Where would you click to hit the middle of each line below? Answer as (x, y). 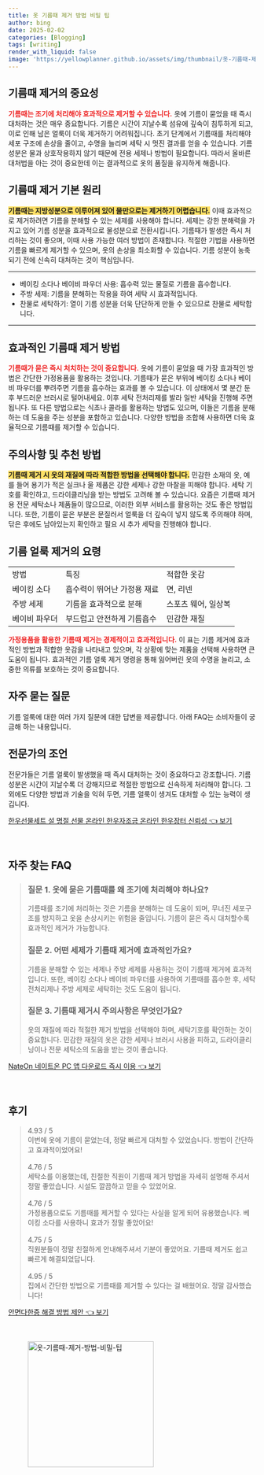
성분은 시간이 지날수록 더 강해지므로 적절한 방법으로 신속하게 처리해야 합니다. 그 (130, 784)
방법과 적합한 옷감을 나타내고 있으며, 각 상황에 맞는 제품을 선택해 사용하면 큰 (139, 649)
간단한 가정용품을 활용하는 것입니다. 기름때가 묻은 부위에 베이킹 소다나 (130, 378)
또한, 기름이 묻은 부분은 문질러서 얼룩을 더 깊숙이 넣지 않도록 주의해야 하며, (139, 514)
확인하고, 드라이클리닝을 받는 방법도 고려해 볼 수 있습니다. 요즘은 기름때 (132, 495)
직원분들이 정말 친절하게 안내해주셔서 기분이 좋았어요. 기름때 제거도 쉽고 (137, 1249)
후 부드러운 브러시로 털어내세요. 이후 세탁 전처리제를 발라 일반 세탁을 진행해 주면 (131, 397)
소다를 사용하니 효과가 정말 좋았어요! (98, 1222)
